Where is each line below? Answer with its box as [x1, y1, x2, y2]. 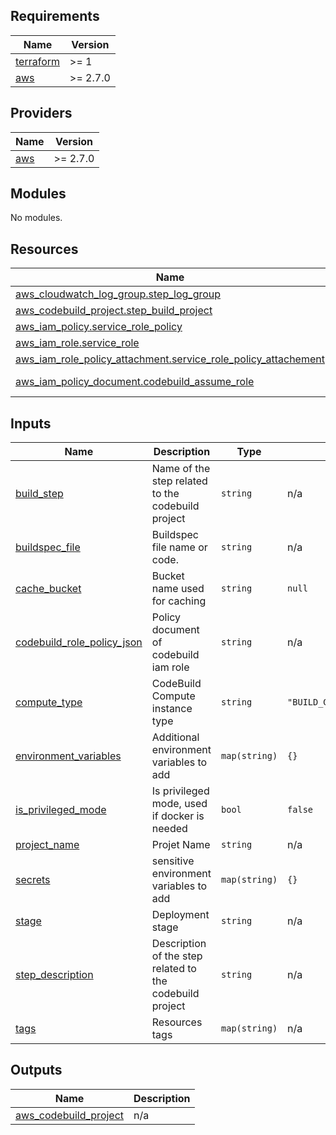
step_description [15, 968, 94, 982]
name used [151, 582, 205, 596]
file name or [151, 540, 208, 554]
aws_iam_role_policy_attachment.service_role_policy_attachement [15, 352, 325, 366]
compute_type [15, 695, 83, 709]
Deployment [151, 908, 210, 922]
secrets [15, 873, 51, 887]
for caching [151, 594, 207, 608]
